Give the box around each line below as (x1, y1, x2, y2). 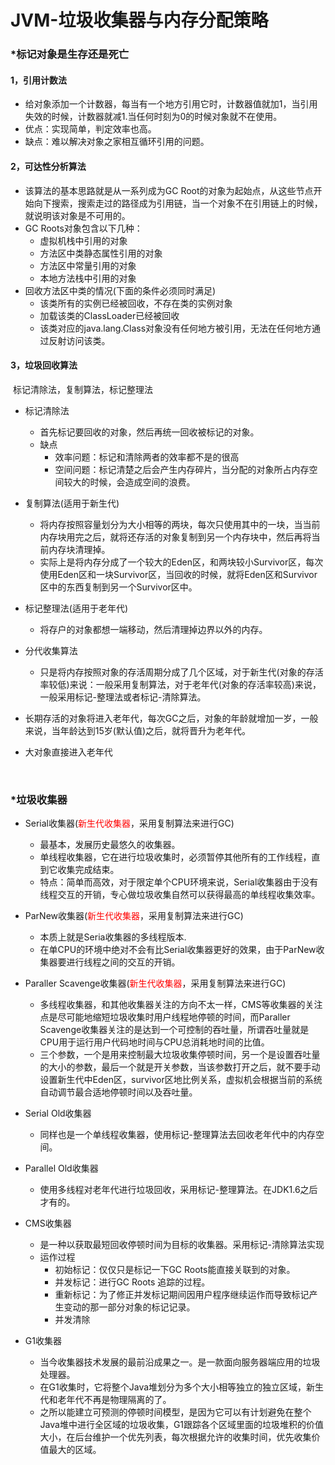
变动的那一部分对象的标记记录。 (63, 1301, 196, 1313)
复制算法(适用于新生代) (24, 497, 120, 509)
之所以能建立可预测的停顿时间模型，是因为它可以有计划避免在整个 (39, 1406, 312, 1418)
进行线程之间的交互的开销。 (66, 956, 181, 968)
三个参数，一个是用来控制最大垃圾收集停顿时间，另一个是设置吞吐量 (39, 1049, 321, 1061)
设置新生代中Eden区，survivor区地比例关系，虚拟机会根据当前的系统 (39, 1074, 323, 1086)
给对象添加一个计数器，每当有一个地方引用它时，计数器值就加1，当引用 (24, 98, 318, 110)
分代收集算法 (24, 644, 78, 656)
